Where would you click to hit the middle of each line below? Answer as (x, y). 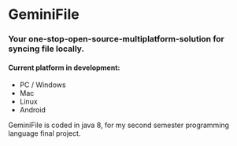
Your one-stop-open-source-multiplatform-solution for (116, 39)
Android (32, 110)
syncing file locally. (46, 49)
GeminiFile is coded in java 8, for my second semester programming (119, 125)
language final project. (44, 133)
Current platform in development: (64, 68)
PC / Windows (43, 85)
